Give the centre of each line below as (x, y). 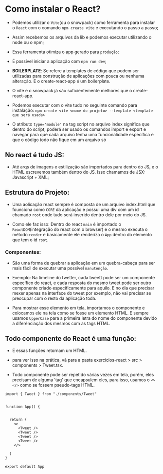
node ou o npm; (28, 42)
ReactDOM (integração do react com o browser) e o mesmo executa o (80, 229)
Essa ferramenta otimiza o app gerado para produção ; (65, 52)
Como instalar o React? (53, 9)
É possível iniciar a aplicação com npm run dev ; (59, 61)
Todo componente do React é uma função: (71, 339)
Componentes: (23, 252)
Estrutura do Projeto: (37, 193)
